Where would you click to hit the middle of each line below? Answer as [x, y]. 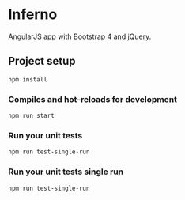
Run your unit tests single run [66, 172]
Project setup [42, 61]
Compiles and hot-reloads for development [93, 99]
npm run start [32, 116]
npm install [28, 79]
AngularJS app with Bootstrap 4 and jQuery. [80, 36]
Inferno [33, 15]
